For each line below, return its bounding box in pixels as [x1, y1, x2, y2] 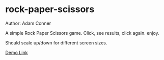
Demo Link [5, 49, 28, 55]
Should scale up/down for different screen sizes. [5, 39, 107, 46]
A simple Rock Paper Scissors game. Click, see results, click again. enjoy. [5, 30, 159, 36]
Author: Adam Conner [5, 20, 51, 26]
